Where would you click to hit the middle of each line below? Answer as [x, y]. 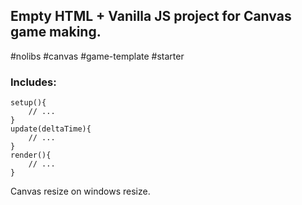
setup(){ [28, 103]
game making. [56, 32]
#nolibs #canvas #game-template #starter [97, 56]
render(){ [31, 155]
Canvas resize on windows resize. [80, 191]
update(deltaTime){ [51, 129]
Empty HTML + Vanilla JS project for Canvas [151, 16]
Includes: [33, 82]
